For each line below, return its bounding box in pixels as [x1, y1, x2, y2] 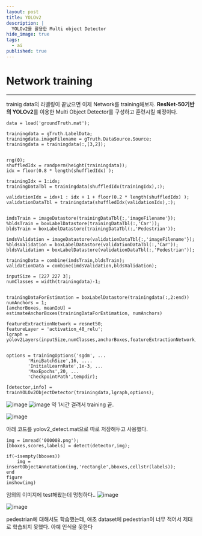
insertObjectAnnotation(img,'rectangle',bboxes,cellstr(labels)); [6, 464, 176, 470]
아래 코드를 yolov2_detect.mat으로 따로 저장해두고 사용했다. [6, 425, 148, 432]
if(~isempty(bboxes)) [6, 453, 61, 459]
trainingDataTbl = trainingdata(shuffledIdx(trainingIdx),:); [6, 183, 165, 190]
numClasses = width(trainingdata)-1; [6, 278, 101, 284]
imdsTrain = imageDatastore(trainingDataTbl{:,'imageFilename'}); [6, 215, 176, 221]
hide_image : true [6, 31, 50, 37]
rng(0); [6, 157, 26, 163]
